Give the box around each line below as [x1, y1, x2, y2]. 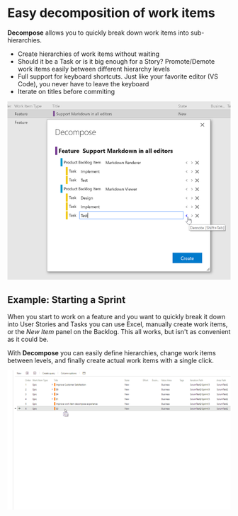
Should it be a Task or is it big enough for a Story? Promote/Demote [17, 57, 215, 65]
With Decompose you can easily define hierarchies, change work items [7, 349, 216, 357]
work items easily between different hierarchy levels [17, 64, 170, 73]
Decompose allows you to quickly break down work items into [7, 28, 189, 37]
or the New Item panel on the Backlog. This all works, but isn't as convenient [7, 328, 231, 336]
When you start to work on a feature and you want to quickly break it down [7, 313, 226, 321]
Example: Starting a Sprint [7, 294, 126, 306]
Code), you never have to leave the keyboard [17, 79, 149, 88]
